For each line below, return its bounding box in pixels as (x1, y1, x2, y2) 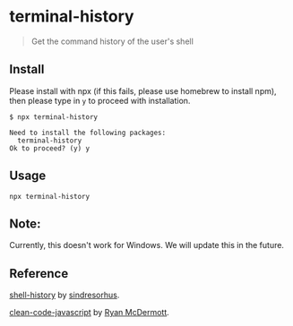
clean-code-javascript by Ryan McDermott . (9, 307, 170, 318)
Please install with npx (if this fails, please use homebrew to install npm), (9, 85, 277, 96)
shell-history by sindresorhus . (9, 289, 120, 301)
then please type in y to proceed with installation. (9, 95, 191, 106)
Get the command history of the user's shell (30, 36, 194, 47)
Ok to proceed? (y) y (9, 143, 90, 153)
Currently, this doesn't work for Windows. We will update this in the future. (9, 240, 285, 251)
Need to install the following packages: (9, 128, 167, 137)
